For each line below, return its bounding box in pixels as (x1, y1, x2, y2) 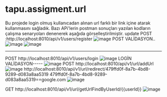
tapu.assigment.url (5, 3, 86, 15)
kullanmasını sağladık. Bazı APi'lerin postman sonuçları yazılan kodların (5, 25, 151, 31)
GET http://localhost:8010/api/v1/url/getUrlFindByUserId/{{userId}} (5, 86, 142, 92)
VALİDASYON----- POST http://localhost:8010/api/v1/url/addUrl (5, 61, 154, 67)
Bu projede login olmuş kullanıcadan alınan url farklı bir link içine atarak (5, 20, 151, 26)
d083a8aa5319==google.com (5, 76, 66, 83)
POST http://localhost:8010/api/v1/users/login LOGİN (5, 55, 132, 61)
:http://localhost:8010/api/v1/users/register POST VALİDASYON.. (5, 36, 156, 42)
